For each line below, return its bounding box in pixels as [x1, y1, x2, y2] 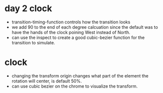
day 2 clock [4, 3, 52, 14]
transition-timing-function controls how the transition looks [11, 19, 130, 25]
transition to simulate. [11, 39, 56, 45]
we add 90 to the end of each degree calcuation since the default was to [11, 24, 158, 30]
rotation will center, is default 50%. [11, 78, 82, 84]
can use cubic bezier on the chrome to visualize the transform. [11, 83, 138, 89]
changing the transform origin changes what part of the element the [11, 73, 149, 78]
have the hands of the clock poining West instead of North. [11, 29, 130, 35]
